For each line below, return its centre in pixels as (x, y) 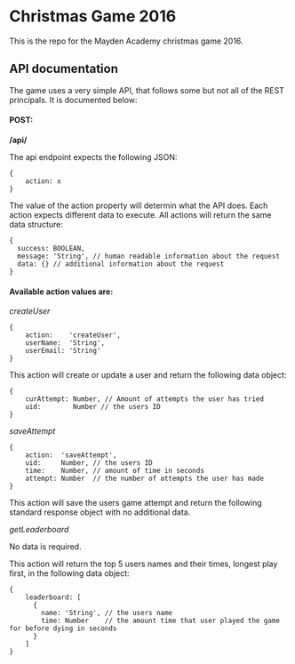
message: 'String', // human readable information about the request (148, 256)
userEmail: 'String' (63, 351)
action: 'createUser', (73, 335)
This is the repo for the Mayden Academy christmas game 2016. (126, 41)
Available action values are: (61, 292)
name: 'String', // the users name (107, 613)
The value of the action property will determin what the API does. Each (139, 205)
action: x (44, 181)
